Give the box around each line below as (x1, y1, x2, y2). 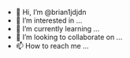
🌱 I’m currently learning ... (15, 24, 100, 33)
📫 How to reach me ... (15, 42, 89, 50)
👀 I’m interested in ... (15, 16, 83, 25)
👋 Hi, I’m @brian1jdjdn (15, 8, 87, 16)
